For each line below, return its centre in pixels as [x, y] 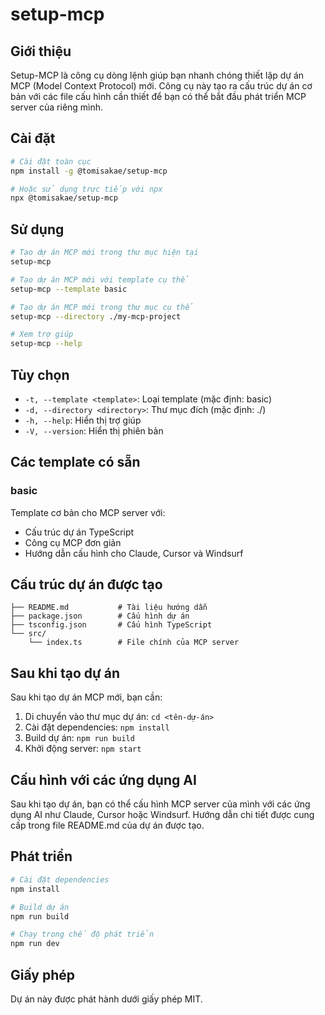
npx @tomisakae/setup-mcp [64, 198]
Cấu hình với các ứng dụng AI [103, 779]
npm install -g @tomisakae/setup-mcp [89, 171]
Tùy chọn [40, 374]
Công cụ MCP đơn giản [73, 542]
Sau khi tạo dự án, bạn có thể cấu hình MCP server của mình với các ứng [160, 804]
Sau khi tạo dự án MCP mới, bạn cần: [86, 697]
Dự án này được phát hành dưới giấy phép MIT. [106, 999]
